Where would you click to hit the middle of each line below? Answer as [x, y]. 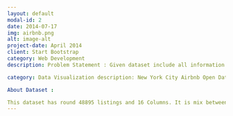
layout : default [31, 13]
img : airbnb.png [31, 33]
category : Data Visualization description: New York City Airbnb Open [111, 77]
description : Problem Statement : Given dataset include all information [116, 65]
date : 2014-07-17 [32, 26]
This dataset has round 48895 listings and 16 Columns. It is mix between [118, 102]
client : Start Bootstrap [43, 52]
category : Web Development [46, 59]
